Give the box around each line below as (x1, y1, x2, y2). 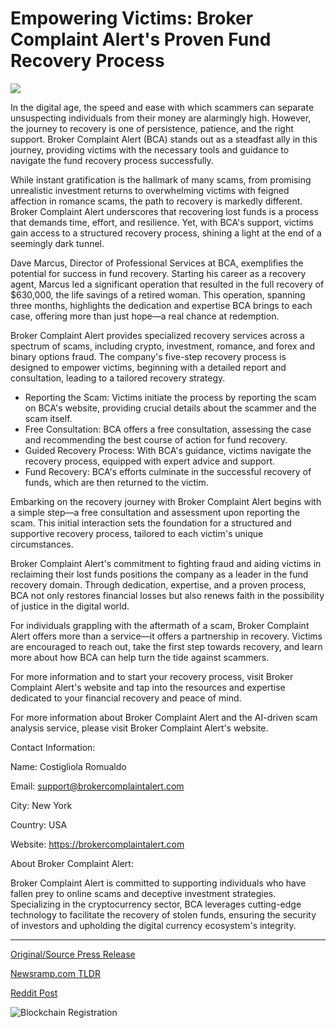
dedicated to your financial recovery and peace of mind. (10, 692, 242, 704)
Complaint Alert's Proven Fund (10, 28, 272, 51)
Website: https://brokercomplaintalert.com (10, 838, 185, 850)
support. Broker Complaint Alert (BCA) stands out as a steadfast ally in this (10, 133, 318, 145)
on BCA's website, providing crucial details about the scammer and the (24, 402, 317, 414)
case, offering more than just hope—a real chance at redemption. (10, 310, 280, 322)
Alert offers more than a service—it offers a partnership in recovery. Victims (10, 630, 323, 642)
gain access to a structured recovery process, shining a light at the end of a (10, 227, 322, 239)
